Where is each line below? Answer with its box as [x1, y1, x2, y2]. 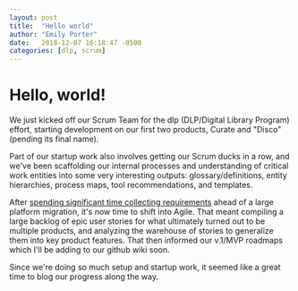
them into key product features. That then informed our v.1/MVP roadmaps [9, 235, 284, 246]
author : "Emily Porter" [9, 30, 98, 39]
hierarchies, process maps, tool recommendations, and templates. [9, 180, 253, 191]
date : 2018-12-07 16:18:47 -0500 [9, 38, 142, 47]
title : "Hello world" [9, 21, 94, 30]
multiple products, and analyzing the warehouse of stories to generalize [9, 226, 275, 236]
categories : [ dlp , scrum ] [9, 47, 106, 56]
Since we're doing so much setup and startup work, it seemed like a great [9, 261, 281, 273]
